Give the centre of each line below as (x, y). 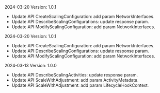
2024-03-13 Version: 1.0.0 (31, 65)
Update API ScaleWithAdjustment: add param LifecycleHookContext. (80, 85)
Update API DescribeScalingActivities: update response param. (75, 75)
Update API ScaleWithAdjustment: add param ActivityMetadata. (75, 80)
